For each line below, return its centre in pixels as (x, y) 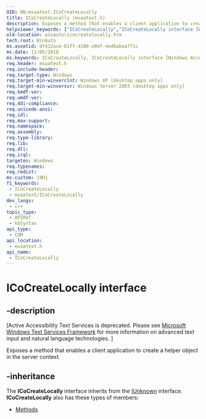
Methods (26, 410)
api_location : (25, 240)
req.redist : (21, 172)
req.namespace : (26, 127)
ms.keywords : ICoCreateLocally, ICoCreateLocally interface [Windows (97, 58)
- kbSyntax (23, 224)
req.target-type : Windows (39, 75)
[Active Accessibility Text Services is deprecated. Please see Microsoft (96, 326)
